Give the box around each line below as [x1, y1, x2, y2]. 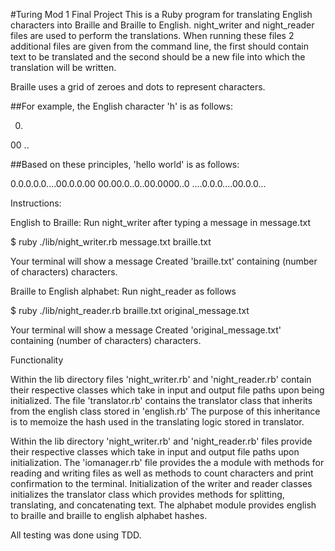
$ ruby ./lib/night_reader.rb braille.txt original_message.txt [10, 305, 250, 316]
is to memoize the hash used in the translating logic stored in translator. [10, 416, 305, 428]
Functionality [10, 354, 64, 366]
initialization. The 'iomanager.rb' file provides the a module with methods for [10, 457, 325, 468]
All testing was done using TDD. [10, 529, 142, 541]
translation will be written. [10, 62, 117, 73]
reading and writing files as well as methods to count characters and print [10, 467, 314, 479]
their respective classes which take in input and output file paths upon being [10, 384, 325, 396]
